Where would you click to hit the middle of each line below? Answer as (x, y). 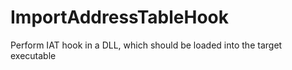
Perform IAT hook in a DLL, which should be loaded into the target (146, 45)
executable (33, 55)
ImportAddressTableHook (120, 17)
